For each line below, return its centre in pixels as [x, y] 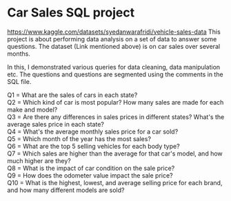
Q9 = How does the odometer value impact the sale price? [90, 175]
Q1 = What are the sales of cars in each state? [72, 95]
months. [19, 54]
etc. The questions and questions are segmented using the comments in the [115, 74]
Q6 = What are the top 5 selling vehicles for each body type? [94, 146]
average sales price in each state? [56, 124]
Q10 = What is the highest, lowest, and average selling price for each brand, [115, 182]
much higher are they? [39, 160]
